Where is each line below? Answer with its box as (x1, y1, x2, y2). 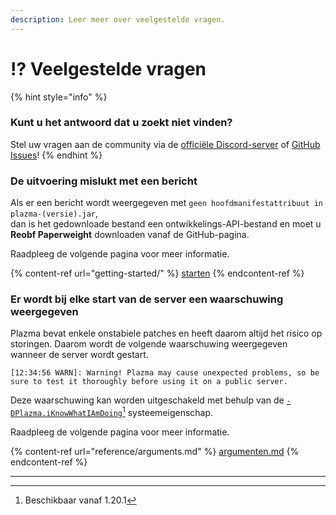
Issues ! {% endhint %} (10, 149, 103, 161)
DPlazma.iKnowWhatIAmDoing (10, 409, 123, 419)
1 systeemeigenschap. (121, 405, 214, 419)
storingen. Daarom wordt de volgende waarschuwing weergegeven (10, 338, 288, 350)
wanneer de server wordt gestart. (10, 349, 149, 361)
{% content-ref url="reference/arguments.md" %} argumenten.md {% (10, 446, 300, 458)
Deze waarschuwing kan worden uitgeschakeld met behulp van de (10, 394, 285, 406)
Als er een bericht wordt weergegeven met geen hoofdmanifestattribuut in (10, 197, 324, 209)
